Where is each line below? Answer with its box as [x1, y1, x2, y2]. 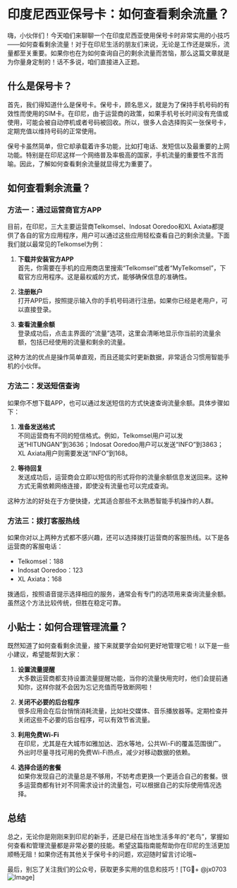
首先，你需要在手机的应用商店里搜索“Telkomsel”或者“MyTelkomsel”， [17, 264, 220, 272]
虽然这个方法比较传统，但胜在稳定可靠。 [7, 599, 125, 607]
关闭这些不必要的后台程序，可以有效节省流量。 [17, 715, 154, 724]
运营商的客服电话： [7, 542, 63, 551]
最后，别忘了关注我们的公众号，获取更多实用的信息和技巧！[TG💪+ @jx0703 [7, 865, 227, 873]
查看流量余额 [17, 320, 55, 329]
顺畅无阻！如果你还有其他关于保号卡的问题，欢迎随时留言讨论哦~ [7, 850, 197, 858]
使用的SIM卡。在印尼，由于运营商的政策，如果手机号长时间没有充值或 [25, 109, 229, 117]
